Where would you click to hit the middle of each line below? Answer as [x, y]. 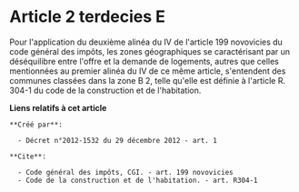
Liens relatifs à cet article [58, 107]
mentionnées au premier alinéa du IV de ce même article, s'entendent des [148, 71]
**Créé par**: [36, 125]
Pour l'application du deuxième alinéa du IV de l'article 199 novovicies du [146, 42]
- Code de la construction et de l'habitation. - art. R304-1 [138, 180]
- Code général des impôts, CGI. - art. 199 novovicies [125, 172]
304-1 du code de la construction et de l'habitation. [105, 90]
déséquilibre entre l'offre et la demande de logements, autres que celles [144, 61]
